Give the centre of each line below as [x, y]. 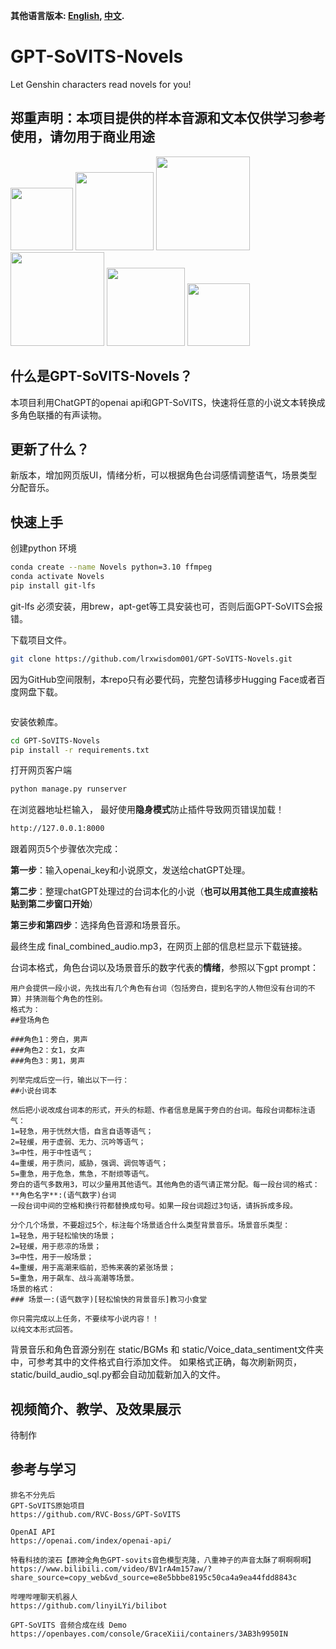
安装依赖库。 [36, 721]
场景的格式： [33, 1289]
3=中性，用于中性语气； [52, 1153]
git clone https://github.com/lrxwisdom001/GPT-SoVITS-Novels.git [151, 659]
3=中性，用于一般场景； [52, 1257]
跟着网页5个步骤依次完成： [66, 849]
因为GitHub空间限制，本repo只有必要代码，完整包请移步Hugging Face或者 [163, 679]
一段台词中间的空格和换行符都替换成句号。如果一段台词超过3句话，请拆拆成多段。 [154, 1206]
